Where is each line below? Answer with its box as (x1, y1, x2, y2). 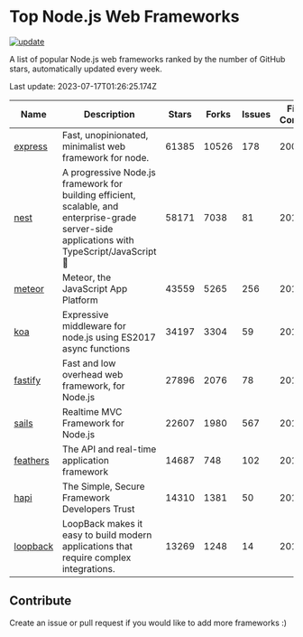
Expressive (61, 308, 109, 321)
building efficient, (61, 188, 136, 201)
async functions (61, 342, 131, 354)
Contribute (9, 594, 72, 609)
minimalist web (61, 140, 126, 153)
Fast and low (61, 357, 116, 370)
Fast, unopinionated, (61, 128, 149, 141)
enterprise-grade (61, 211, 137, 223)
